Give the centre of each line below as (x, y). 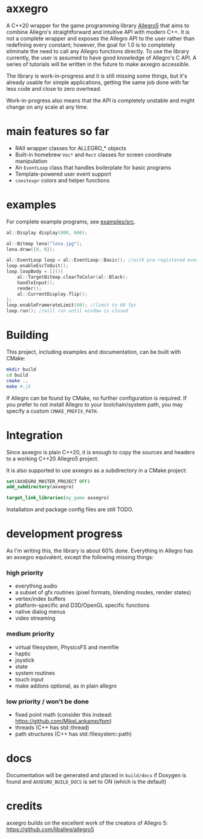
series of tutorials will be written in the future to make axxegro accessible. (98, 64)
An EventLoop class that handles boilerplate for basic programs (93, 167)
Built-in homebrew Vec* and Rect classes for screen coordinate (93, 154)
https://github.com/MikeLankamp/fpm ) (63, 721)
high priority (25, 573)
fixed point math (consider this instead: (64, 715)
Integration (35, 435)
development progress (64, 534)
